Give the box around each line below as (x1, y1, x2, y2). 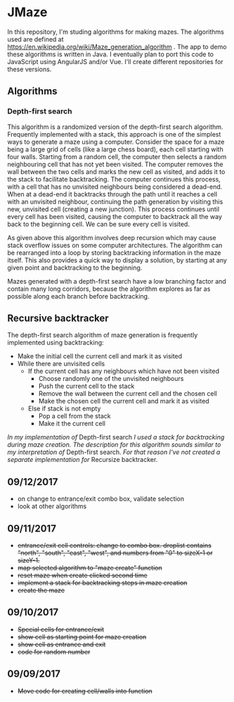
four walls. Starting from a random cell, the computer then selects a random (7, 152, 227, 161)
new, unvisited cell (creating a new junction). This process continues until (7, 205, 220, 213)
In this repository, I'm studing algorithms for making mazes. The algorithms (7, 27, 225, 36)
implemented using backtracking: (7, 339, 104, 347)
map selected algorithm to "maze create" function (17, 564, 163, 572)
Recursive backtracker (7, 313, 109, 325)
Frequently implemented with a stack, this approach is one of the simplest (7, 130, 221, 138)
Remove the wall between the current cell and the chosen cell (38, 389, 218, 398)
